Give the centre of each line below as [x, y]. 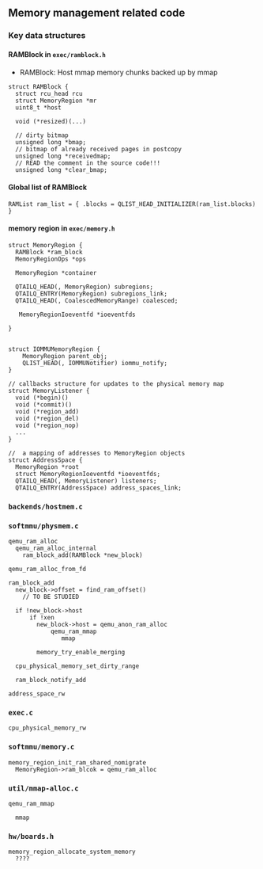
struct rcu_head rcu [49, 93]
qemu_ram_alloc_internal [56, 549]
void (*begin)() [42, 398]
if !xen [42, 618]
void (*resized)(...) [51, 121]
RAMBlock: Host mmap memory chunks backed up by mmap [118, 72]
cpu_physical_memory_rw [47, 728]
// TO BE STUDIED [51, 597]
